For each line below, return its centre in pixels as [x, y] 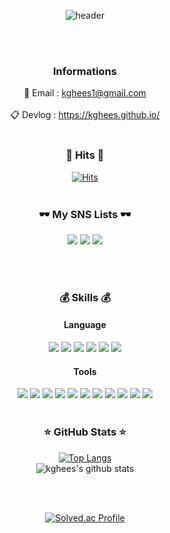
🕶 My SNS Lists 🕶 [85, 214]
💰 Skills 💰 [85, 297]
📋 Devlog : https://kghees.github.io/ [85, 115]
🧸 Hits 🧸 [85, 155]
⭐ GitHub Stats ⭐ [85, 432]
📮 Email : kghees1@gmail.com [85, 93]
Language [85, 325]
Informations [85, 71]
